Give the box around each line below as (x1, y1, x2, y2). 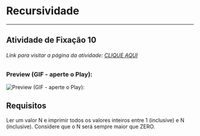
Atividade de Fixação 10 (6, 35, 96, 45)
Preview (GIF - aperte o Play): (6, 70, 93, 78)
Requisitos (6, 101, 46, 111)
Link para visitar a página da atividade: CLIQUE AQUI (6, 52, 138, 59)
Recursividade (6, 4, 79, 18)
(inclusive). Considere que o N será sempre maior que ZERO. (6, 123, 155, 130)
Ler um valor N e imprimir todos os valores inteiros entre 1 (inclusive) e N (6, 116, 185, 124)
